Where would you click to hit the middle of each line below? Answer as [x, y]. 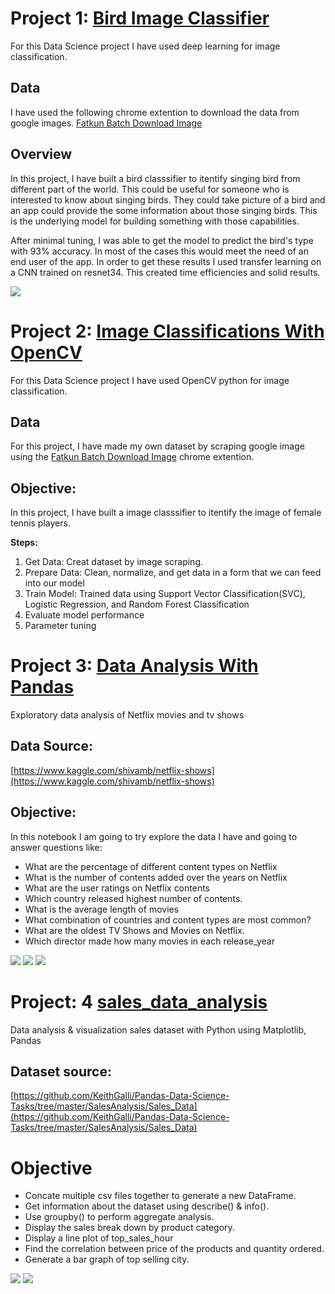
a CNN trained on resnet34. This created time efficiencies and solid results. [165, 272]
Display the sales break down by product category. [129, 1228]
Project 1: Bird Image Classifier [140, 18]
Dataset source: [61, 1072]
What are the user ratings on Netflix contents [117, 888]
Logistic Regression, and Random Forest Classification [137, 604]
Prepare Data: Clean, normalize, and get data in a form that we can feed [173, 573]
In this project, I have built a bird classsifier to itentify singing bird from [155, 178]
